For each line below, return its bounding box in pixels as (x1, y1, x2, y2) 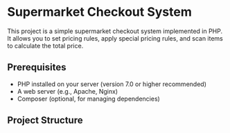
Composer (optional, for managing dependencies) (17, 94, 161, 103)
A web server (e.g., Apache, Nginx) (17, 87, 118, 95)
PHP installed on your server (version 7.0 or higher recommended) (17, 80, 206, 88)
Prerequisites (7, 61, 67, 73)
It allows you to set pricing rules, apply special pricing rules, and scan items (7, 34, 223, 42)
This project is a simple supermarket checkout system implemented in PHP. (7, 27, 223, 35)
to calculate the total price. (7, 41, 84, 50)
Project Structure (7, 114, 83, 126)
